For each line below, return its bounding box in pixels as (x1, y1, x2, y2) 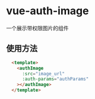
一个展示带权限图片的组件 (6, 24, 69, 31)
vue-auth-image (6, 4, 89, 18)
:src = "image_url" (21, 71, 65, 76)
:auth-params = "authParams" (21, 76, 89, 82)
